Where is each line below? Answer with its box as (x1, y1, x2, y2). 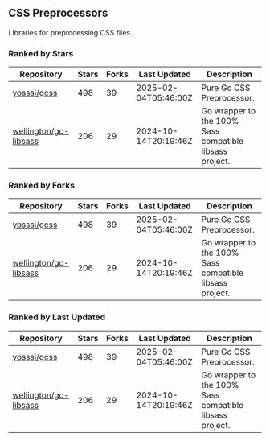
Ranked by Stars (8, 47, 74, 59)
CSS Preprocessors (8, 6, 108, 20)
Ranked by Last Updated (8, 311, 106, 323)
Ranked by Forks (8, 180, 75, 192)
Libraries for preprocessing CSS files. (8, 27, 133, 37)
